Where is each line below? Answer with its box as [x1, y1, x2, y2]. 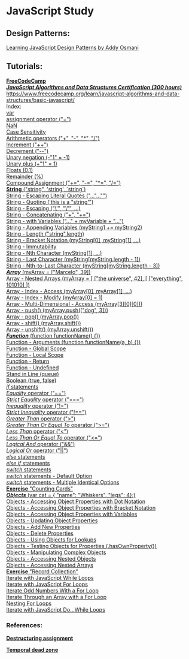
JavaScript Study [6, 4, 94, 18]
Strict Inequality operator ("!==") [6, 408, 87, 416]
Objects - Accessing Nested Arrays [6, 561, 94, 568]
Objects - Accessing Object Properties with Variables [6, 510, 138, 517]
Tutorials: [6, 61, 43, 71]
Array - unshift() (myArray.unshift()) [6, 326, 94, 333]
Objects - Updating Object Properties [6, 517, 98, 524]
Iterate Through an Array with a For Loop [6, 593, 107, 600]
